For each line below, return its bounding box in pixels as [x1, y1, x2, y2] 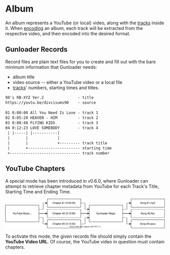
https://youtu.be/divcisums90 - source [5, 100, 96, 105]
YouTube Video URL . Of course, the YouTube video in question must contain [5, 238, 165, 244]
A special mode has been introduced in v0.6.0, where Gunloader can [5, 178, 148, 184]
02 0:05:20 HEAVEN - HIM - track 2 [5, 115, 99, 120]
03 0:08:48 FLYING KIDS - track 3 [5, 120, 99, 125]
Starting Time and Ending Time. [5, 188, 71, 195]
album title [12, 74, 35, 80]
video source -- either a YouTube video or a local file [12, 79, 123, 85]
